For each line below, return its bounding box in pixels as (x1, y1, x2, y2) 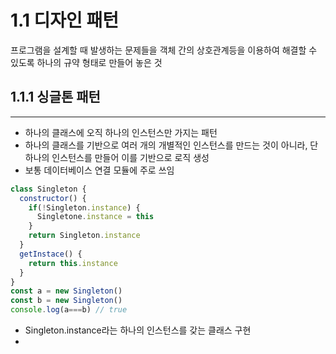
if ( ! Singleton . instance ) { (28, 202, 141, 213)
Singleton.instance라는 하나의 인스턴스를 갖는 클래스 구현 (24, 324, 252, 336)
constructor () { (19, 193, 87, 203)
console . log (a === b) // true (10, 305, 128, 315)
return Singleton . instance (28, 231, 141, 241)
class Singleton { (10, 184, 87, 194)
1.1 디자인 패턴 (10, 9, 120, 32)
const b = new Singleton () (10, 296, 123, 306)
